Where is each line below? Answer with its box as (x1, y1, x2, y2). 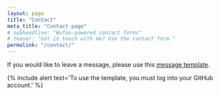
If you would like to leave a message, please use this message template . (7, 61, 210, 68)
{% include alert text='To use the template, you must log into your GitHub (7, 74, 214, 82)
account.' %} (7, 81, 44, 89)
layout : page (7, 10, 44, 17)
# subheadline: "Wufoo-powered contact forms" (7, 29, 142, 36)
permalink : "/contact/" (7, 42, 75, 49)
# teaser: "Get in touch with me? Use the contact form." (7, 36, 176, 42)
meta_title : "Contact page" (7, 23, 87, 29)
